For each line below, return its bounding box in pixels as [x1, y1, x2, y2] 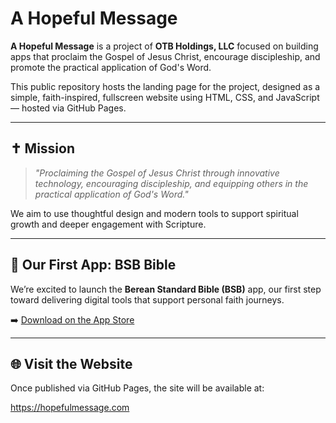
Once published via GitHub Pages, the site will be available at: [10, 382, 265, 394]
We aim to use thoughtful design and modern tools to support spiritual [10, 207, 299, 219]
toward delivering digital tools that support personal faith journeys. [10, 293, 285, 306]
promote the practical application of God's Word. [10, 61, 212, 73]
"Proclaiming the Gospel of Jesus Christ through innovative [34, 167, 280, 179]
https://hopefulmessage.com [10, 402, 130, 414]
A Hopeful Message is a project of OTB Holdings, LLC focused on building [10, 40, 319, 52]
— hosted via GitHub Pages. [10, 102, 127, 114]
